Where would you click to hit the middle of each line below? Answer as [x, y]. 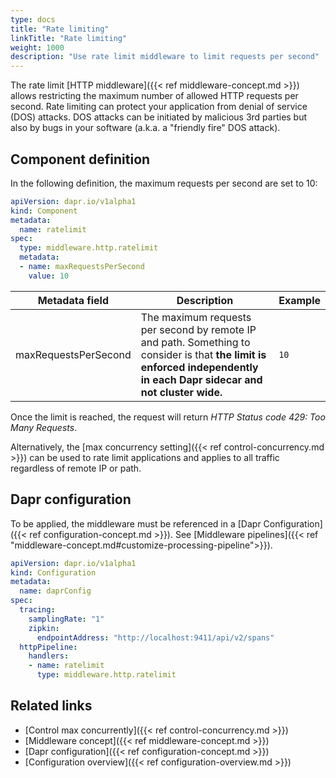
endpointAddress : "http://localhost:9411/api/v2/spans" [155, 637]
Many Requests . [44, 427]
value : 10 [49, 276]
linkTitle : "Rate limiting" [69, 38]
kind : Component [44, 211]
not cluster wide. [181, 392]
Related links [51, 706]
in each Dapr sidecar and [201, 379]
